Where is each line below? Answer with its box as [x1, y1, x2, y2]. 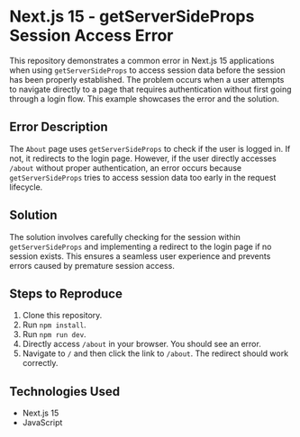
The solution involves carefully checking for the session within [9, 231, 241, 242]
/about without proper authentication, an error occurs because [9, 162, 241, 173]
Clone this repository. [22, 310, 103, 321]
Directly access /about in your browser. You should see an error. [22, 339, 261, 350]
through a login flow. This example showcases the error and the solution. [9, 93, 279, 104]
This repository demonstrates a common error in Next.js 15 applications [9, 55, 275, 66]
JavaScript [22, 417, 63, 428]
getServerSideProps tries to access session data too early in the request [9, 172, 277, 183]
